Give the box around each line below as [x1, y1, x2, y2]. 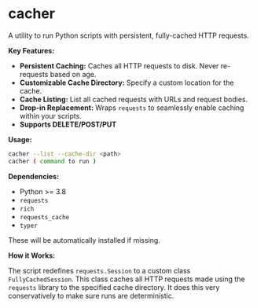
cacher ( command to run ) [8, 157, 97, 165]
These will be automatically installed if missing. [8, 235, 161, 244]
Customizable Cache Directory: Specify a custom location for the [19, 78, 234, 87]
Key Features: [8, 46, 55, 55]
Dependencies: [8, 171, 60, 181]
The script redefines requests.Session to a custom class [8, 266, 191, 275]
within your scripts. [19, 111, 83, 120]
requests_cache [19, 213, 70, 221]
